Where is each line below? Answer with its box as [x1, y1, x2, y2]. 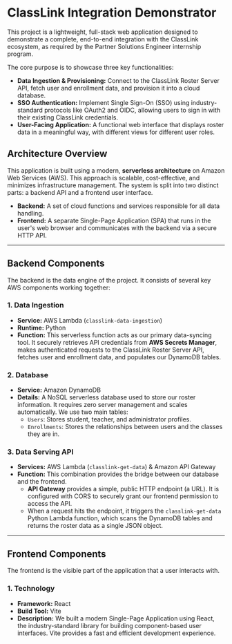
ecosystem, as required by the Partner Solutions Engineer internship [7, 42, 202, 50]
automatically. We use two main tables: [17, 408, 128, 416]
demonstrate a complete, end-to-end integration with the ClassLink [7, 35, 199, 43]
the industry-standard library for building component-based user [17, 621, 202, 629]
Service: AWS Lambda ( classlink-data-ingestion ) [17, 316, 163, 324]
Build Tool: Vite [17, 607, 61, 615]
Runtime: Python [17, 323, 66, 332]
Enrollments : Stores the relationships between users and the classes [27, 423, 223, 431]
